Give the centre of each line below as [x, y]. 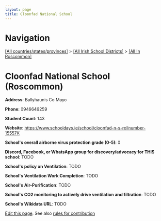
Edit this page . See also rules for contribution [50, 213]
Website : [14, 128]
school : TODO [19, 157]
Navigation [27, 38]
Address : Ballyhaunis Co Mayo [36, 100]
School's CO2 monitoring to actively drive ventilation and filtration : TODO [80, 195]
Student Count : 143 [25, 119]
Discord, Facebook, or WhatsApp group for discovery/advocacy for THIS [80, 152]
